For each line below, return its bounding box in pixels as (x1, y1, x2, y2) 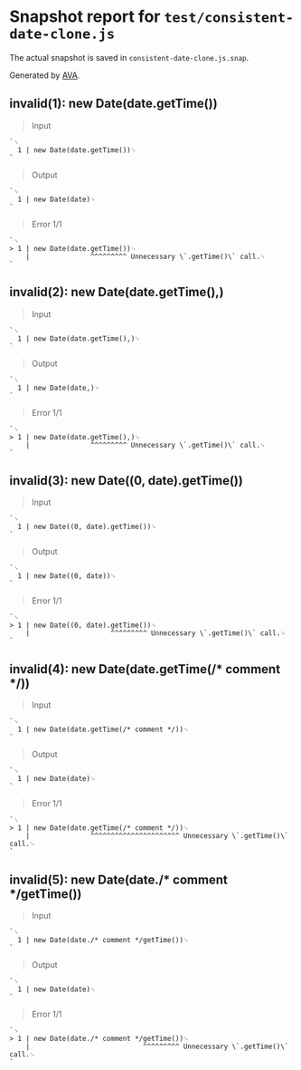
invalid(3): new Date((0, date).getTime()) (9, 473, 244, 488)
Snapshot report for (9, 6, 161, 27)
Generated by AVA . (9, 70, 80, 81)
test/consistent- (164, 9, 294, 26)
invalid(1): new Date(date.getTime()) (9, 96, 219, 111)
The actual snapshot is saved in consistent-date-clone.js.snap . (9, 52, 249, 63)
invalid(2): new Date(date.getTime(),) (9, 284, 224, 300)
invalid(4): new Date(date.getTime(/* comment (9, 661, 281, 677)
